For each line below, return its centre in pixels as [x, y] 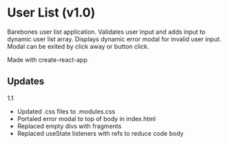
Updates [26, 82]
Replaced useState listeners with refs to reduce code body [100, 133]
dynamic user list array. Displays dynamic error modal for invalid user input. [114, 39]
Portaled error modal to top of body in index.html [86, 119]
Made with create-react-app [48, 59]
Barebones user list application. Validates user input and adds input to [106, 32]
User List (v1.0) [51, 13]
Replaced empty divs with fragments [69, 126]
